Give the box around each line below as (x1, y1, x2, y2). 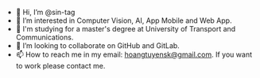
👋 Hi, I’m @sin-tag (15, 8, 76, 17)
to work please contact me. (15, 61, 106, 70)
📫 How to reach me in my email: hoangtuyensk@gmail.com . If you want (15, 50, 253, 59)
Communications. (15, 32, 74, 42)
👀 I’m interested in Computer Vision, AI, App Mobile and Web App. (15, 16, 232, 25)
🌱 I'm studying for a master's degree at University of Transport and (15, 24, 236, 33)
